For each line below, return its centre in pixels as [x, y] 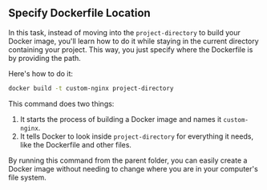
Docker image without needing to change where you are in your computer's [133, 168]
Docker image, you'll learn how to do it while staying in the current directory [133, 41]
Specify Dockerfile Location [79, 13]
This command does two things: [61, 103]
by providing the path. [45, 58]
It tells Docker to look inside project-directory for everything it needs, [137, 136]
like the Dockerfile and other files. [76, 144]
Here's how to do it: [41, 73]
